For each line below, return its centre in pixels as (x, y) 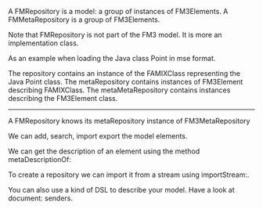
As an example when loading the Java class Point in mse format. (112, 58)
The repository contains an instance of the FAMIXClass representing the (124, 73)
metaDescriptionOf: (40, 159)
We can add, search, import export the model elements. (98, 136)
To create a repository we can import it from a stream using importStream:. (129, 175)
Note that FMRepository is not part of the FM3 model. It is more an (115, 35)
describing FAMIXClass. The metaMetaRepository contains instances (119, 90)
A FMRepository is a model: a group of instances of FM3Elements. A (118, 11)
